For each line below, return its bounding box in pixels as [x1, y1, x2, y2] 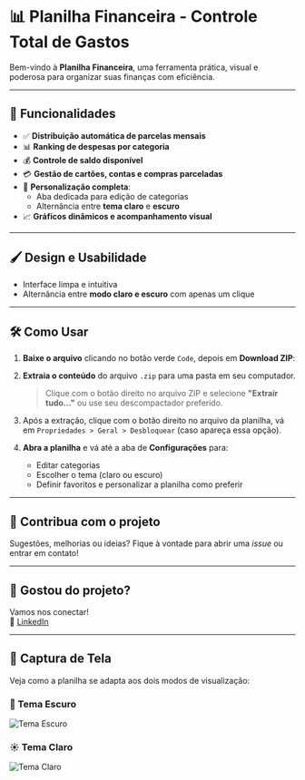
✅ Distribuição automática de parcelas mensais [22, 130, 206, 141]
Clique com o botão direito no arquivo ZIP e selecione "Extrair [44, 388, 279, 399]
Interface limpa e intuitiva [22, 278, 118, 289]
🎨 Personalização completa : [22, 181, 132, 192]
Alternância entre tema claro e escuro [35, 200, 180, 211]
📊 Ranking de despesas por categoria [22, 141, 170, 151]
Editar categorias [35, 460, 101, 471]
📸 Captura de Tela [9, 651, 112, 667]
